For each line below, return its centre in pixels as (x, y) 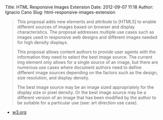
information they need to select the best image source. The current (85, 57)
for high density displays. (43, 42)
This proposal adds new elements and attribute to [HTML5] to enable (87, 22)
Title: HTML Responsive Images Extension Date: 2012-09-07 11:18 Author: (79, 7)
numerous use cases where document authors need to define (79, 67)
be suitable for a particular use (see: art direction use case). (77, 103)
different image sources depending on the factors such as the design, (87, 72)
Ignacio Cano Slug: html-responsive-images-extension (60, 12)
